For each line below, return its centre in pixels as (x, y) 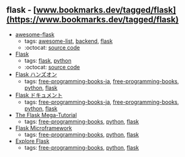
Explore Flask (32, 141)
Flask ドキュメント (39, 95)
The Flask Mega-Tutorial (46, 115)
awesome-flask (35, 34)
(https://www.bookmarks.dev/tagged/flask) (92, 20)
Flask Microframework (43, 128)
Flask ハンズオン (36, 74)
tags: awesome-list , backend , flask (69, 41)
